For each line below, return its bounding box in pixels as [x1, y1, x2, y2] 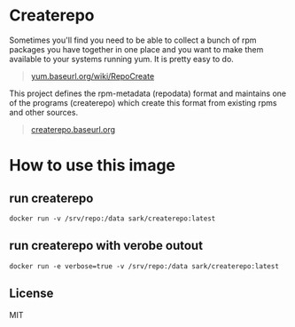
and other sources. [9, 107, 78, 117]
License [9, 286, 54, 301]
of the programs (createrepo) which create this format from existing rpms [9, 97, 277, 108]
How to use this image [9, 156, 175, 176]
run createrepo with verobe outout [9, 238, 204, 253]
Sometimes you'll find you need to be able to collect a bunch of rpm [9, 35, 257, 45]
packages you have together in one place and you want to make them [9, 44, 264, 54]
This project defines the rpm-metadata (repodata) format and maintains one [9, 88, 287, 99]
